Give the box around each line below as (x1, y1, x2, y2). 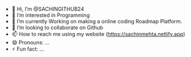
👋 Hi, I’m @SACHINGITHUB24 (11, 6, 84, 12)
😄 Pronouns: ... (11, 39, 50, 46)
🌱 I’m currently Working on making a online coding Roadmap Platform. (11, 18, 183, 24)
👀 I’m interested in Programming (11, 12, 90, 19)
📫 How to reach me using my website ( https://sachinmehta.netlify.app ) (11, 31, 186, 37)
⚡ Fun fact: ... (11, 45, 44, 52)
